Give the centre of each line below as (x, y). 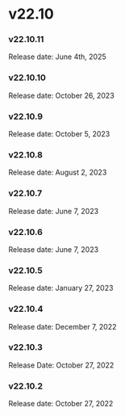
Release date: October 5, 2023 (59, 134)
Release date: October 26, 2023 (61, 95)
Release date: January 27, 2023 (61, 288)
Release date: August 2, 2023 (58, 172)
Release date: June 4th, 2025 (57, 57)
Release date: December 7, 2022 (62, 326)
